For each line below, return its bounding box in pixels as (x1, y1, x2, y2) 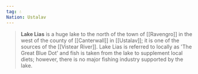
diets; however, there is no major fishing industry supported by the (20, 56, 184, 63)
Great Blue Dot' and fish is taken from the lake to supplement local (20, 49, 183, 56)
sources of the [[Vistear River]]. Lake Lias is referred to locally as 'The (20, 43, 192, 50)
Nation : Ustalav (6, 14, 46, 20)
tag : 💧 (6, 8, 22, 15)
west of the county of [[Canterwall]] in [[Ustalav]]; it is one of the (20, 37, 180, 44)
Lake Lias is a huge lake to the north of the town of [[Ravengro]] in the (20, 30, 193, 37)
